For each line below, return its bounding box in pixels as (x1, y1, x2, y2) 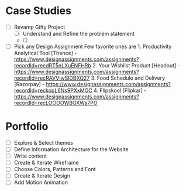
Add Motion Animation (13, 179, 68, 186)
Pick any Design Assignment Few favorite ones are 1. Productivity (13, 43, 172, 50)
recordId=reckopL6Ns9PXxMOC (13, 87, 93, 94)
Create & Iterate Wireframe (13, 159, 80, 166)
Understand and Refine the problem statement (22, 30, 135, 37)
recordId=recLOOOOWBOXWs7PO (13, 100, 98, 107)
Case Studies (5, 4, 71, 18)
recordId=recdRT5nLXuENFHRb (13, 62, 91, 69)
